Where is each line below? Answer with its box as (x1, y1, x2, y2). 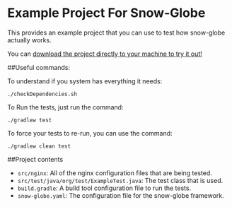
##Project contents (7, 155, 64, 163)
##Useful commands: (7, 63, 71, 71)
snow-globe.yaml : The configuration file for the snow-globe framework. (17, 191, 224, 199)
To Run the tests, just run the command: (7, 102, 124, 111)
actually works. (7, 35, 52, 44)
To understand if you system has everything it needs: (7, 76, 163, 85)
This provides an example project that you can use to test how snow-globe (7, 28, 226, 37)
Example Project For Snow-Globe (7, 5, 206, 21)
